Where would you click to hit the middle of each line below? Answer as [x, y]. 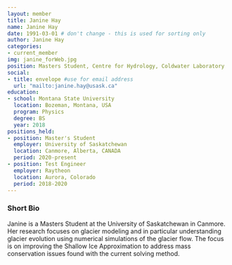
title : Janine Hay [34, 20]
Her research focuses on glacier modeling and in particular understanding [114, 231]
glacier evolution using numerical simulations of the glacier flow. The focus [116, 238]
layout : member [30, 14]
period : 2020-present [45, 158]
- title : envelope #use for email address [70, 79]
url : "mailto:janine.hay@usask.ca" [66, 86]
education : [23, 92]
